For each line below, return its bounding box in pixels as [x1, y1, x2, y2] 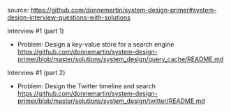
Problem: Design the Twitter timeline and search [17, 82, 156, 90]
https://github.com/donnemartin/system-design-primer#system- [30, 6, 217, 14]
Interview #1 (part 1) [7, 27, 64, 35]
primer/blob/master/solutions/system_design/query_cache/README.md [17, 55, 224, 63]
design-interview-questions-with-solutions [7, 13, 131, 22]
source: [7, 6, 29, 14]
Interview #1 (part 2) [7, 69, 66, 77]
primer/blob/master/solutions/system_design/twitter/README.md [17, 97, 205, 105]
